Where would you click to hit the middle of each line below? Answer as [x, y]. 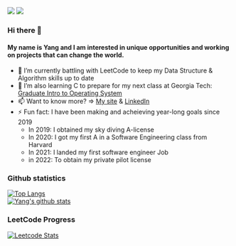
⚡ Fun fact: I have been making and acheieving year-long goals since [119, 112]
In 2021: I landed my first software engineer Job [98, 152]
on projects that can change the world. [66, 55]
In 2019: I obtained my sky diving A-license [91, 130]
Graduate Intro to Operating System [70, 93]
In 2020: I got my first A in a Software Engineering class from [118, 137]
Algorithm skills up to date [56, 78]
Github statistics [37, 178]
